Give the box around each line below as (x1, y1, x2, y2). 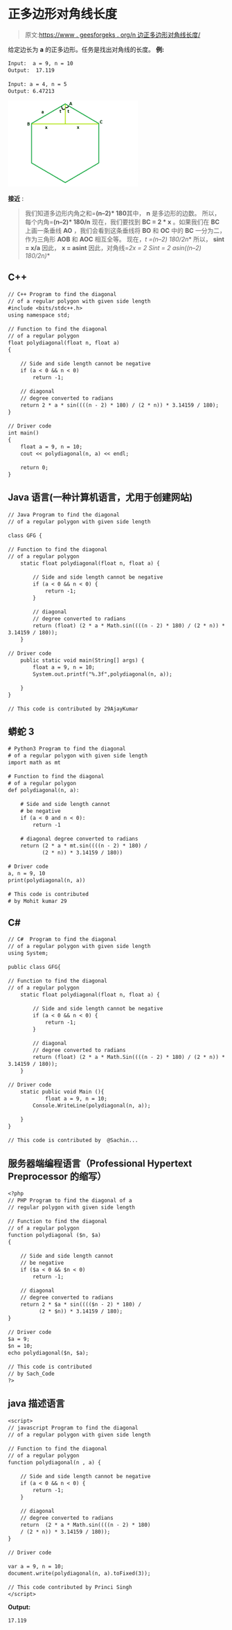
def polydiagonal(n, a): (8, 787, 80, 794)
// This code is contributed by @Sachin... (8, 1137, 139, 1144)
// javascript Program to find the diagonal (8, 1424, 139, 1431)
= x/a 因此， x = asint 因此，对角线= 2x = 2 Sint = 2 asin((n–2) (24, 243, 202, 252)
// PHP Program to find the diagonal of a (8, 1197, 132, 1204)
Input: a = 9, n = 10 (8, 60, 73, 67)
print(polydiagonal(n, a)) (8, 877, 86, 884)
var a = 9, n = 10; (8, 1563, 64, 1570)
